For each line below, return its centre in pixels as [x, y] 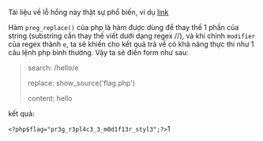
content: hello [50, 98]
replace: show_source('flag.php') [81, 83]
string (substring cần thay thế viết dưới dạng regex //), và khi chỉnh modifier [132, 36]
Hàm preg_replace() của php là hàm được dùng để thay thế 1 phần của [124, 27]
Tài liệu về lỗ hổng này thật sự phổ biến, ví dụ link [88, 12]
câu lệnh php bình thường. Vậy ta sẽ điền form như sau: [99, 52]
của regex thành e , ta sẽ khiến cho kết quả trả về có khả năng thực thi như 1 [131, 44]
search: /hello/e [53, 68]
